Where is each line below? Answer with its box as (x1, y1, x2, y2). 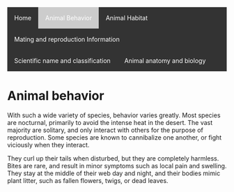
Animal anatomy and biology (124, 57, 206, 65)
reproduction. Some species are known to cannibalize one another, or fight (7, 133, 222, 142)
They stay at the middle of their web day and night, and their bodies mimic (7, 169, 221, 177)
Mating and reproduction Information (14, 35, 120, 43)
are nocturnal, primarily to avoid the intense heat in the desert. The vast (7, 118, 213, 126)
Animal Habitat (105, 14, 148, 22)
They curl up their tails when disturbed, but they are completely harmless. (7, 154, 219, 163)
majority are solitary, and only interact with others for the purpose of (7, 126, 204, 134)
